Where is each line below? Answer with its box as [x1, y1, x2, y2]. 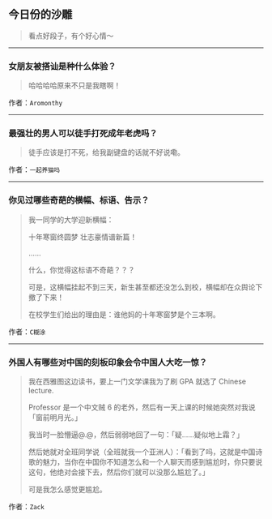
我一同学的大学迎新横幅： [28, 214, 114, 225]
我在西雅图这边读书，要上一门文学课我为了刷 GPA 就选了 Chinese [28, 376, 247, 386]
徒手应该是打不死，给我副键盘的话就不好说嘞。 [28, 148, 185, 157]
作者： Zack [8, 502, 45, 511]
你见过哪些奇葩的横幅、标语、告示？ [8, 195, 150, 206]
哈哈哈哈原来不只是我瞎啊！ [28, 80, 121, 91]
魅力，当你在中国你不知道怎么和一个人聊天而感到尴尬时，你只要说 [42, 457, 263, 466]
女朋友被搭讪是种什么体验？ [8, 60, 117, 71]
